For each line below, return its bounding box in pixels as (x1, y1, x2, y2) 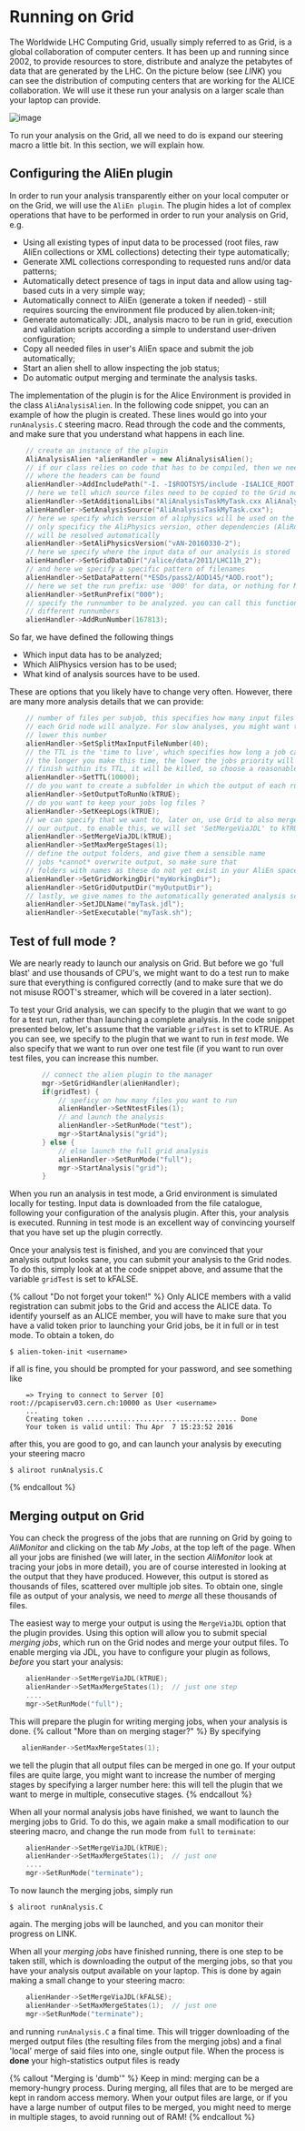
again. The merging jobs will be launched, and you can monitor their (9, 1919, 264, 1929)
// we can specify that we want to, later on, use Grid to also (25, 815, 274, 825)
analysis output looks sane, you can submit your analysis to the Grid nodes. (9, 1254, 292, 1265)
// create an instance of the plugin (25, 446, 169, 455)
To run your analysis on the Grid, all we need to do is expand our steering (9, 129, 284, 140)
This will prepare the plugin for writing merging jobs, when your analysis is (9, 1716, 288, 1727)
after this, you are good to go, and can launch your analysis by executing (9, 1438, 282, 1449)
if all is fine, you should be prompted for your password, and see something (9, 1364, 292, 1375)
